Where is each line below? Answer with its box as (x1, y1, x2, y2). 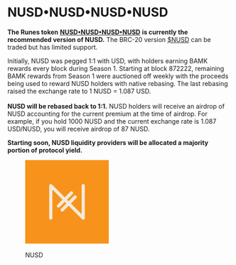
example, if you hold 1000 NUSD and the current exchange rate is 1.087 (7, 117, 217, 125)
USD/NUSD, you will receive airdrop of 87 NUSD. (7, 124, 150, 133)
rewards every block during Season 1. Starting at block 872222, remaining (7, 64, 225, 72)
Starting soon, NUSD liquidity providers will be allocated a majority (7, 138, 209, 146)
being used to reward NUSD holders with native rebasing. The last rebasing (7, 79, 229, 87)
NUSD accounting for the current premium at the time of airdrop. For (7, 109, 208, 118)
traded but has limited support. (7, 43, 98, 51)
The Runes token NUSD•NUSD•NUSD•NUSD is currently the (7, 28, 188, 36)
